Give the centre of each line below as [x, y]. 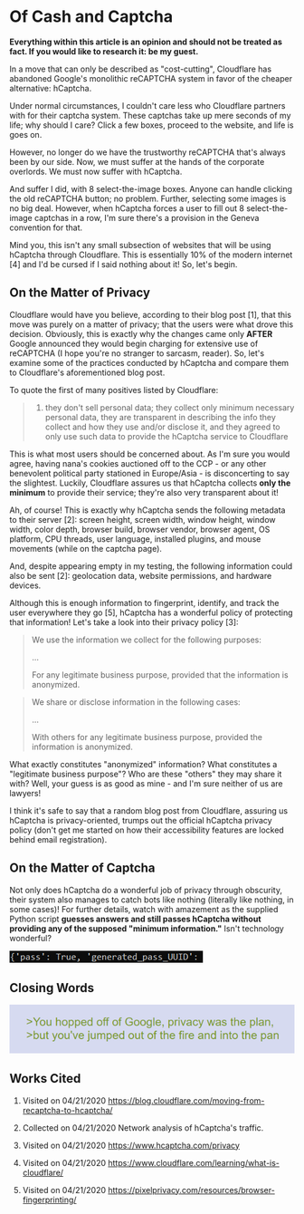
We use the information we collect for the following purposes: [147, 640]
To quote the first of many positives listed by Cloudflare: [114, 390]
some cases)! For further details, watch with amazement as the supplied [144, 909]
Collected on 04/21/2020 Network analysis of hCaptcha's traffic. [143, 1127]
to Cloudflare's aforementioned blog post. [87, 372]
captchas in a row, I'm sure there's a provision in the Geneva [147, 217]
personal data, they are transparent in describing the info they [160, 417]
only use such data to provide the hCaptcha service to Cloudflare [166, 436]
